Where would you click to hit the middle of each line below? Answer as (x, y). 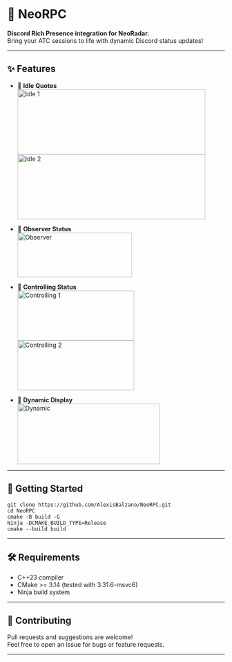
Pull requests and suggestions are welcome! (70, 637)
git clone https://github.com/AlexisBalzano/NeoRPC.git (89, 505)
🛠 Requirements (44, 557)
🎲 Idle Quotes (37, 85)
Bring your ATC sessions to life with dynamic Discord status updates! (105, 40)
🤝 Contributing (39, 620)
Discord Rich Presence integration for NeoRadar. (78, 33)
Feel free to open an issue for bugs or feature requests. (86, 645)
